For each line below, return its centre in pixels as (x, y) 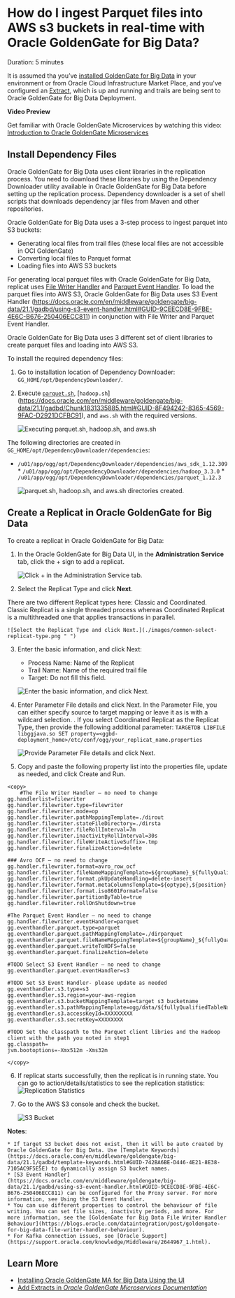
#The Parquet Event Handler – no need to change (79, 916)
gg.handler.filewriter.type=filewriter (65, 805)
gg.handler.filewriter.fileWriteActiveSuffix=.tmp (83, 842)
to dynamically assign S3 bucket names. (111, 1168)
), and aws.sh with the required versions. (139, 415)
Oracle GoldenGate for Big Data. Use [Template (78, 1150)
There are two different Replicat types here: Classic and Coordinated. (107, 602)
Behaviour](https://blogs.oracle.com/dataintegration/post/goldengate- (114, 1224)
